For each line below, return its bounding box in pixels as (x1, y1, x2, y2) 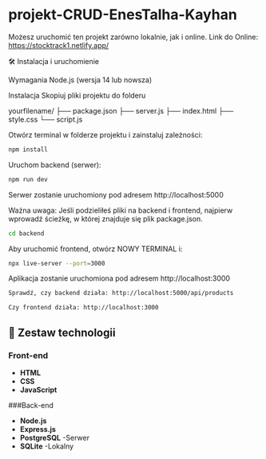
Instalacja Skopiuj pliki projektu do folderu (8, 90, 146, 100)
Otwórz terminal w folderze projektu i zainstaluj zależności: (8, 130, 203, 139)
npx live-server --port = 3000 (8, 259, 105, 267)
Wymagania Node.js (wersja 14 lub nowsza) (8, 74, 153, 85)
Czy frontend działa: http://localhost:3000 (8, 304, 159, 312)
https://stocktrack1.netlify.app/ (8, 40, 109, 50)
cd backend (8, 229, 45, 237)
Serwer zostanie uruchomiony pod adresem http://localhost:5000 (8, 190, 224, 199)
